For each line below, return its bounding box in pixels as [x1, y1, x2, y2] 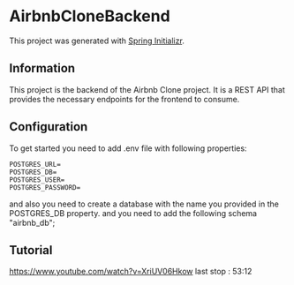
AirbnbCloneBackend [9, 6, 170, 26]
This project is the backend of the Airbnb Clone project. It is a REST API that [9, 84, 285, 94]
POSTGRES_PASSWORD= [9, 183, 81, 191]
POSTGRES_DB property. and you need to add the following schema [9, 207, 258, 218]
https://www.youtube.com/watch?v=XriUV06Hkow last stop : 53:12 [9, 266, 253, 277]
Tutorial [9, 243, 53, 258]
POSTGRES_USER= [9, 175, 65, 184]
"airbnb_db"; [9, 217, 56, 228]
